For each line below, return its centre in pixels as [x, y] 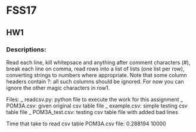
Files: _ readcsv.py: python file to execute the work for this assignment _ [95, 99]
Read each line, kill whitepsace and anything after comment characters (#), [98, 62]
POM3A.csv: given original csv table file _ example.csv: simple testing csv [97, 106]
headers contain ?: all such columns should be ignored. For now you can [95, 81]
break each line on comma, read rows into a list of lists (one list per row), [95, 69]
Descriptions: [26, 50]
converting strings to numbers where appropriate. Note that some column [97, 75]
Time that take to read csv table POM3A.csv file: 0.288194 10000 [86, 124]
